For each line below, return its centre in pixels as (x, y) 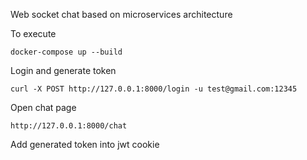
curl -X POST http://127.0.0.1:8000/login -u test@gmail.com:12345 (154, 89)
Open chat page (43, 107)
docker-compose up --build (66, 52)
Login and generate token (63, 70)
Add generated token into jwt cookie (85, 144)
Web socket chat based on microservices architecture (121, 14)
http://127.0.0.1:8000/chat (69, 126)
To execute (33, 33)
